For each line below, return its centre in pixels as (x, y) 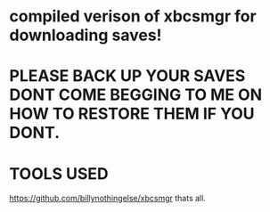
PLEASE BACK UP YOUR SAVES (127, 76)
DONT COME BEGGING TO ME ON (136, 95)
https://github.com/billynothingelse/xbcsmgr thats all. (108, 199)
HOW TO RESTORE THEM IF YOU (132, 114)
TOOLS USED (59, 173)
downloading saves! (86, 35)
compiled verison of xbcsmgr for (133, 16)
